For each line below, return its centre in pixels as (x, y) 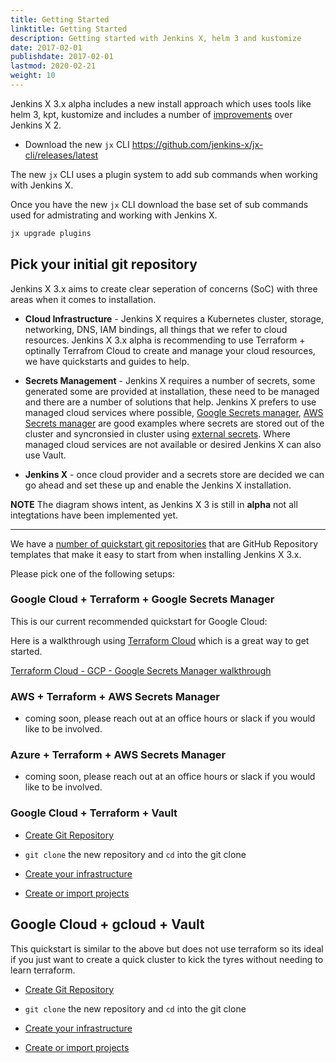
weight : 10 (33, 76)
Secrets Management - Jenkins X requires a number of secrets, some (170, 380)
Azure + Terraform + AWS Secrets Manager (118, 755)
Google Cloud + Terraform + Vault (94, 813)
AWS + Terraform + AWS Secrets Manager (115, 696)
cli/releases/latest (61, 155)
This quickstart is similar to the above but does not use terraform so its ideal (167, 948)
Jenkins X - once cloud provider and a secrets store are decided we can (174, 474)
